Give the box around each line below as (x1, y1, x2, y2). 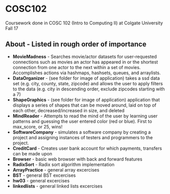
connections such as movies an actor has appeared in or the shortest (12, 59, 158, 65)
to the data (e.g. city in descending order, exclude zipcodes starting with (12, 86, 165, 92)
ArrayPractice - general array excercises (12, 167, 100, 173)
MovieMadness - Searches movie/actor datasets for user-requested (12, 53, 157, 59)
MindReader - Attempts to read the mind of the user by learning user (12, 113, 158, 119)
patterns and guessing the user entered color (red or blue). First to (12, 118, 152, 124)
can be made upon (12, 150, 52, 156)
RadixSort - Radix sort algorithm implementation (12, 161, 115, 168)
